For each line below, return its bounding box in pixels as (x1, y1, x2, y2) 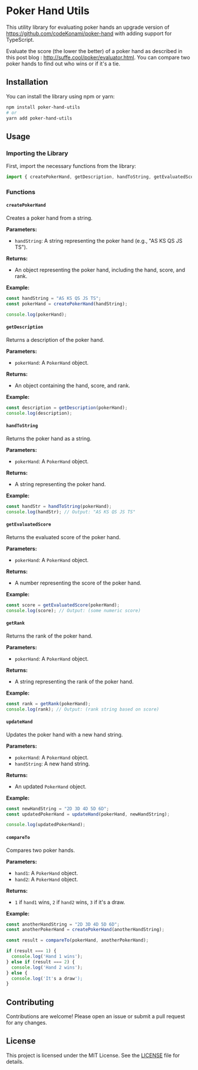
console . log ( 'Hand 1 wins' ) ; (11, 953, 83, 960)
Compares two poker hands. (6, 847, 75, 854)
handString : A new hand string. (14, 760, 90, 767)
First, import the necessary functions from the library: (6, 163, 137, 170)
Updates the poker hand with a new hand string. (6, 731, 123, 738)
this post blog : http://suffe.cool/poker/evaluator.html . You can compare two (6, 54, 190, 61)
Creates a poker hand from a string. (6, 214, 93, 222)
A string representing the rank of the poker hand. (14, 678, 134, 685)
